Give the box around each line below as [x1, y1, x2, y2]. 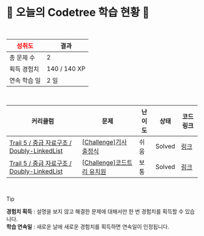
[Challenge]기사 [81, 137, 127, 146]
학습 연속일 [6, 223, 32, 230]
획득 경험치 [9, 64, 39, 73]
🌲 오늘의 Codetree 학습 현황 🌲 [6, 5, 150, 19]
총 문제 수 [9, 53, 35, 61]
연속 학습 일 [9, 76, 41, 85]
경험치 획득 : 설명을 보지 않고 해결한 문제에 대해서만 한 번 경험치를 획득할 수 [6, 207, 184, 215]
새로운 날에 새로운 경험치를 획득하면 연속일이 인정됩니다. [36, 223, 170, 230]
